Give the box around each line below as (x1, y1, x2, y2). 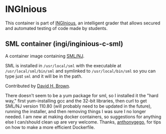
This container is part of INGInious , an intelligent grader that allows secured (5, 20, 161, 26)
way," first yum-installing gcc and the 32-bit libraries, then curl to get (5, 98, 147, 104)
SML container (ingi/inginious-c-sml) (5, 40, 124, 48)
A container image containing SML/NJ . (5, 53, 85, 59)
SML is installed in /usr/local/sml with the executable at (5, 62, 122, 68)
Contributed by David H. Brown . (5, 83, 71, 89)
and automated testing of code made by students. (5, 25, 108, 31)
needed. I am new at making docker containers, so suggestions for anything (5, 114, 162, 120)
